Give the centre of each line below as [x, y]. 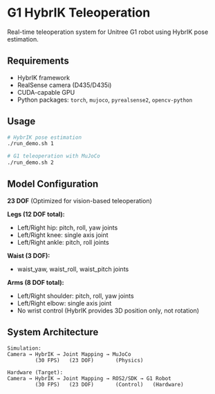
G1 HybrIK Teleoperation [79, 13]
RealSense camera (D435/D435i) [64, 85]
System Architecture [53, 332]
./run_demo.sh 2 [30, 163]
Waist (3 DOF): [29, 255]
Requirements [38, 61]
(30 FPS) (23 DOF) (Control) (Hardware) [110, 384]
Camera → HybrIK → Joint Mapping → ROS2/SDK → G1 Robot [89, 378]
